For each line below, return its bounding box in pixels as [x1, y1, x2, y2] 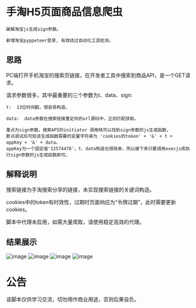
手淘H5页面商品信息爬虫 [6, 5, 123, 19]
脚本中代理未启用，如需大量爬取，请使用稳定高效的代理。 [6, 218, 145, 225]
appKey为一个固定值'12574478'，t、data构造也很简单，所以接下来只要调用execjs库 [6, 145, 186, 151]
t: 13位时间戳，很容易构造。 [6, 104, 70, 110]
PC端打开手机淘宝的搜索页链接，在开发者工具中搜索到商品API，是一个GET [6, 72, 185, 79]
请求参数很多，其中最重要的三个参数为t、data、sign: [6, 92, 133, 99]
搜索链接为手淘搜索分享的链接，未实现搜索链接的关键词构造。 [6, 186, 155, 193]
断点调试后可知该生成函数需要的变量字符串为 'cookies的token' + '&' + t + [6, 133, 173, 139]
